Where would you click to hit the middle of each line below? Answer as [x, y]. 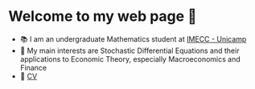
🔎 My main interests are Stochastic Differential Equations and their [130, 51]
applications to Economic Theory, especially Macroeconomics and [130, 59]
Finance [33, 67]
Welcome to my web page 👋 [103, 16]
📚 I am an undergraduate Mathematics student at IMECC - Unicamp [133, 38]
